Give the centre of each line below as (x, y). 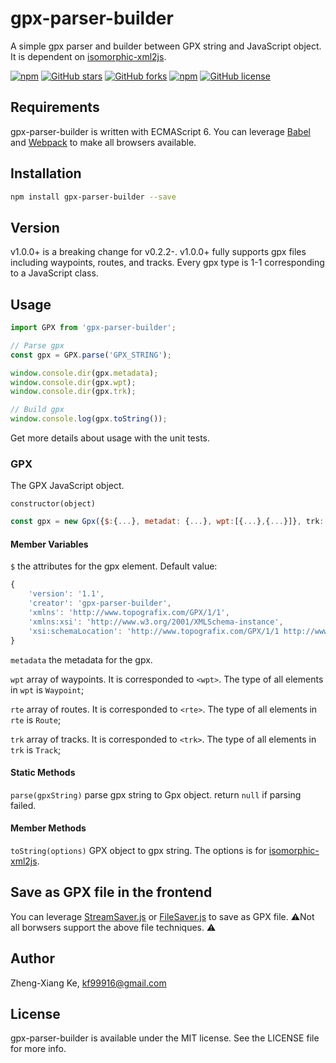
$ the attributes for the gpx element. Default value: (114, 566)
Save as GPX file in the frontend (111, 892)
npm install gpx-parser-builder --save (93, 197)
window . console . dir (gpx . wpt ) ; (73, 382)
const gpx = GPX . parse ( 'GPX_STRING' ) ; (91, 355)
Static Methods (43, 773)
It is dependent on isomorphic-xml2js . (88, 56)
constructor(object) (53, 504)
